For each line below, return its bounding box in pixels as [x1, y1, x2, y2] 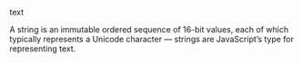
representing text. [9, 43, 76, 54]
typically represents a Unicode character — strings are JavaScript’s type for [9, 34, 294, 44]
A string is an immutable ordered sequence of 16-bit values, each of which [9, 24, 289, 34]
